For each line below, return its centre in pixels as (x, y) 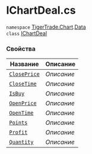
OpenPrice (23, 103)
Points (18, 123)
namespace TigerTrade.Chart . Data (46, 27)
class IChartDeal (27, 33)
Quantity (21, 142)
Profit (18, 133)
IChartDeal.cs (41, 10)
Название (24, 64)
